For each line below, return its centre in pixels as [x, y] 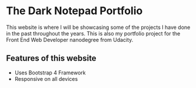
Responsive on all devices [46, 79]
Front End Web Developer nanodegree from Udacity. [70, 40]
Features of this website [51, 58]
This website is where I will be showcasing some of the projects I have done [98, 27]
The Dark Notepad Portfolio [74, 11]
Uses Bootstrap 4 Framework [50, 73]
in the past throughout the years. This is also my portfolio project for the [93, 33]
